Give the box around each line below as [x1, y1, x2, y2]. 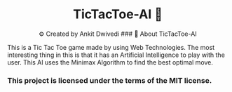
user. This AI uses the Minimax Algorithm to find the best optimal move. [7, 58, 214, 66]
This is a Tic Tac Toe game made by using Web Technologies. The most [7, 43, 215, 51]
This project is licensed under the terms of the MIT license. [7, 75, 212, 85]
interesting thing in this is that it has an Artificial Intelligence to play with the [7, 51, 226, 59]
